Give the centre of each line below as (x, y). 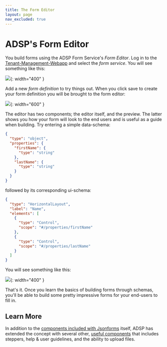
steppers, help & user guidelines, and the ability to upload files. (70, 339)
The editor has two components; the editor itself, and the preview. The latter (83, 114)
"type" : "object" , (29, 139)
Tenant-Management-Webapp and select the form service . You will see (79, 63)
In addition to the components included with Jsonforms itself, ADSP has (79, 328)
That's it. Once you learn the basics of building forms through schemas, (79, 290)
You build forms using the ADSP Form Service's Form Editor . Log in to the (81, 58)
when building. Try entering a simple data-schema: (58, 125)
